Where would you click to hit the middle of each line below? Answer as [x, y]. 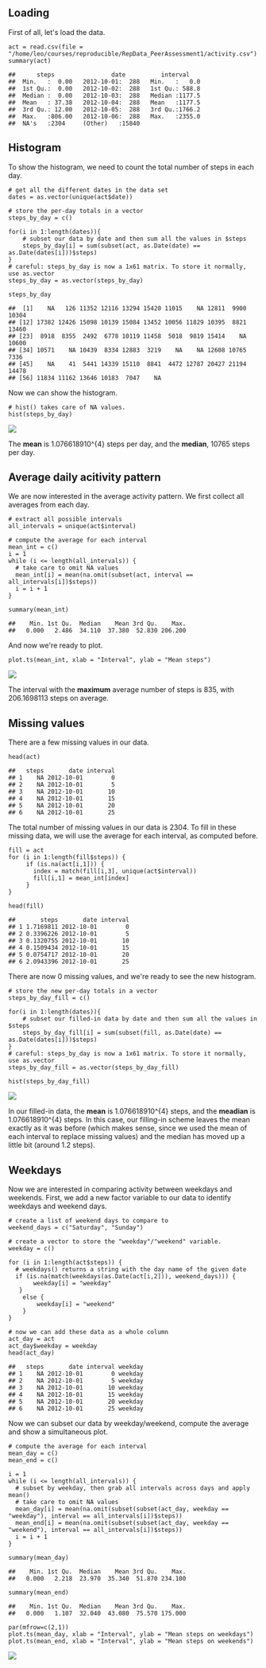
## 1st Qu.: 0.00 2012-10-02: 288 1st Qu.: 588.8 [104, 88]
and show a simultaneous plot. [58, 1432]
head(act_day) [32, 1353]
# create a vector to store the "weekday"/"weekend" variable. [115, 1242]
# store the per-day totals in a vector [76, 211]
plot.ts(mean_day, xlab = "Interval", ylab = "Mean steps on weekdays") [131, 1635]
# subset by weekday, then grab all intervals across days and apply [133, 1488]
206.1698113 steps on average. [58, 698]
